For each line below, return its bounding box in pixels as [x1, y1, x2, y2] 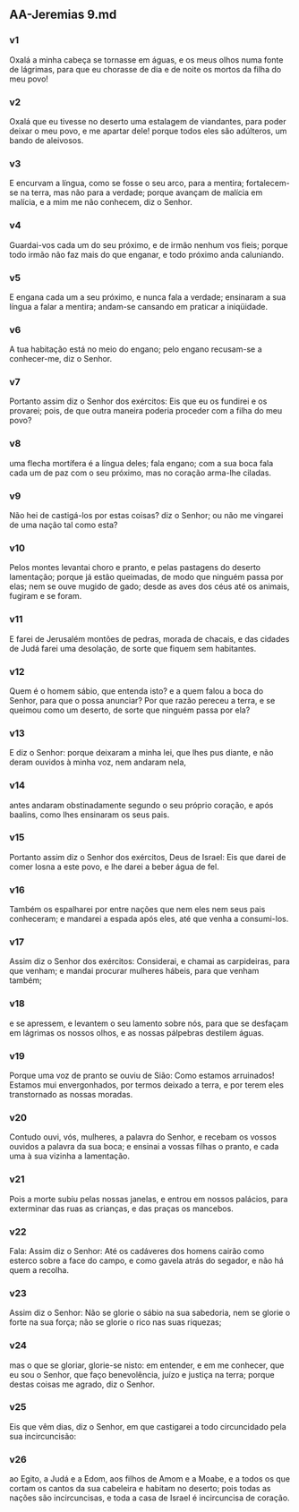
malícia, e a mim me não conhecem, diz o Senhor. [9, 197, 192, 208]
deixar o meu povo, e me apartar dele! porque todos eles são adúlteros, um [9, 125, 287, 136]
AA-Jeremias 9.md [9, 7, 117, 22]
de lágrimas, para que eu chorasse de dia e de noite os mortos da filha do [9, 64, 282, 74]
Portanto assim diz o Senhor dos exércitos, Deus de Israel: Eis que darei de [9, 851, 286, 862]
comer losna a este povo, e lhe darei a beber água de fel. [9, 861, 219, 872]
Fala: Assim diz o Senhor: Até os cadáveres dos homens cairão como [9, 1245, 265, 1256]
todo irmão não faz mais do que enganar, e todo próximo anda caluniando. [9, 249, 285, 260]
